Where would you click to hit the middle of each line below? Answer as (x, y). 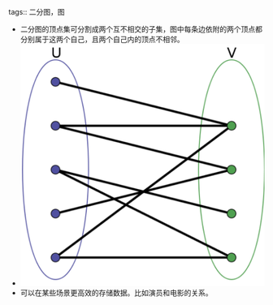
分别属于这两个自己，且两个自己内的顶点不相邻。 (102, 39)
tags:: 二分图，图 (37, 12)
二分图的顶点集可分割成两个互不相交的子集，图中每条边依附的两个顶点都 (141, 29)
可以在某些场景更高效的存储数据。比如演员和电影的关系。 (116, 293)
